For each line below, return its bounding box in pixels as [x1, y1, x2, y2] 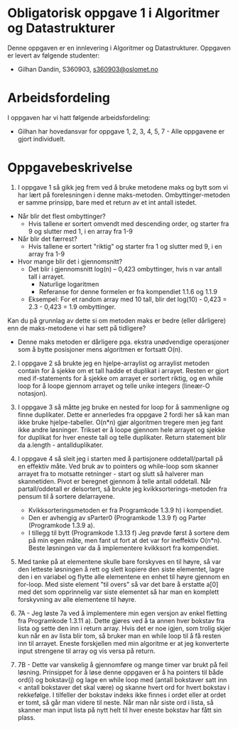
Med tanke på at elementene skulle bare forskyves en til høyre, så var [17, 557, 222, 566]
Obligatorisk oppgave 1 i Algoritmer [7, 5, 220, 21]
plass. [17, 713, 36, 722]
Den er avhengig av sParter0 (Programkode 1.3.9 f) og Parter [28, 513, 207, 522]
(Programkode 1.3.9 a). [28, 521, 95, 529]
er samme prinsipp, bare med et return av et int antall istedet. [17, 198, 198, 207]
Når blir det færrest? [17, 234, 77, 243]
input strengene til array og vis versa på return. [17, 647, 156, 655]
